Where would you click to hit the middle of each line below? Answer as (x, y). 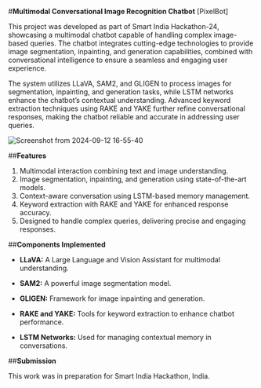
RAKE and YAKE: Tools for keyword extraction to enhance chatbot (127, 314)
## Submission (32, 361)
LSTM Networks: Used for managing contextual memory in (115, 337)
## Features (27, 156)
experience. (27, 68)
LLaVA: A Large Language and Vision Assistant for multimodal (120, 260)
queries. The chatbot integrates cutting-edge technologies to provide (142, 43)
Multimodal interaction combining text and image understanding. (124, 171)
